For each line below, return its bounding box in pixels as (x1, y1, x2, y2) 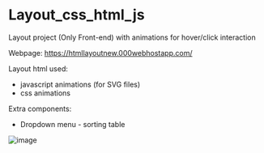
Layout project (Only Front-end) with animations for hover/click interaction (8, 32, 257, 42)
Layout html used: (8, 63, 69, 74)
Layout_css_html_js (8, 6, 145, 24)
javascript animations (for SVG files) (19, 79, 141, 89)
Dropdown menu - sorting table (19, 119, 126, 129)
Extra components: (8, 104, 72, 113)
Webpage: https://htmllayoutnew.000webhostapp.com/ (8, 48, 193, 57)
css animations (19, 87, 71, 98)
